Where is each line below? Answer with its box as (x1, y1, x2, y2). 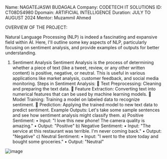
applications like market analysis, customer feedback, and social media (12, 76, 159, 81)
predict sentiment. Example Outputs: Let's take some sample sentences (12, 107, 160, 113)
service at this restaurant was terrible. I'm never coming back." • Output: (12, 128, 162, 134)
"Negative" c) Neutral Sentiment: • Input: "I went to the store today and (12, 134, 159, 139)
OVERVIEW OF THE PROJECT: (5, 24, 68, 30)
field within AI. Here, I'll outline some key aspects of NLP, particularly (5, 39, 147, 45)
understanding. (5, 50, 36, 56)
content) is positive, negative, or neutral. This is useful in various (12, 70, 146, 76)
